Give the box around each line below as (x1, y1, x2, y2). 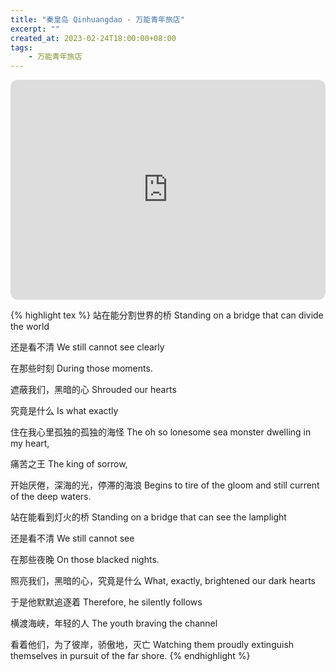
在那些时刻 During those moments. (10, 362, 153, 375)
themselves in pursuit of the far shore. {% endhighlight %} (10, 650, 251, 662)
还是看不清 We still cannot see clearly (10, 341, 165, 353)
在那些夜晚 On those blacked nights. (10, 554, 160, 566)
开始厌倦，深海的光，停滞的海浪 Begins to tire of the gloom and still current (10, 479, 320, 491)
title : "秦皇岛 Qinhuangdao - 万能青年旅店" (10, 14, 185, 25)
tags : (10, 42, 33, 53)
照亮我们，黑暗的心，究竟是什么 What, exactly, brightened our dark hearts (10, 575, 317, 587)
